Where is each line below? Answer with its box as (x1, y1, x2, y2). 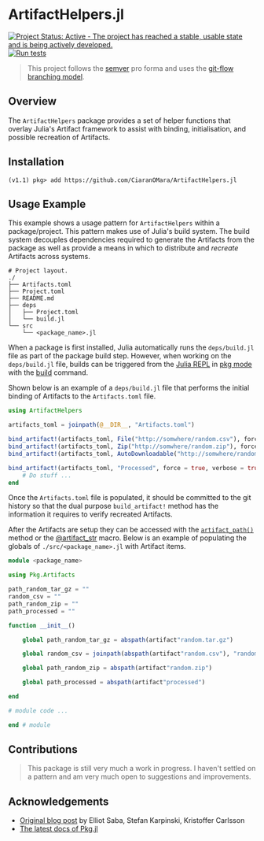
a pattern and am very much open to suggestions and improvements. (27, 772, 251, 781)
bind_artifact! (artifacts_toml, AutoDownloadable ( (8, 450, 178, 458)
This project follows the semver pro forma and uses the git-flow (27, 63, 234, 72)
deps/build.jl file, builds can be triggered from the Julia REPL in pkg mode (8, 360, 253, 369)
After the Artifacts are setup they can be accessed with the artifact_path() (8, 525, 254, 535)
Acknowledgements (8, 795, 109, 808)
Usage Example (8, 197, 86, 210)
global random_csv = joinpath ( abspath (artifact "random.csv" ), (22, 650, 230, 658)
